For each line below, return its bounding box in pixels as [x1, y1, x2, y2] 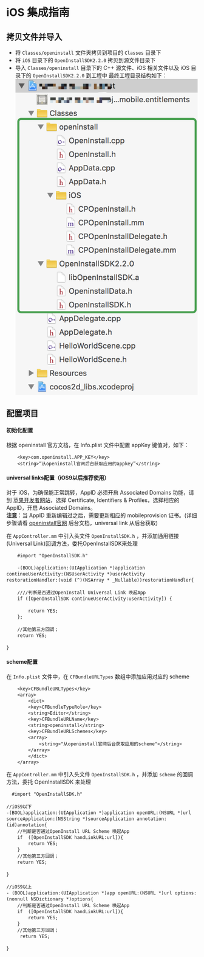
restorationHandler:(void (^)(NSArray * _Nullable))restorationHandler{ [6, 577, 194, 583]
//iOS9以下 [6, 804, 32, 810]
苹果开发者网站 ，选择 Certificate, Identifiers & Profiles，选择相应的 [13, 496, 180, 504]
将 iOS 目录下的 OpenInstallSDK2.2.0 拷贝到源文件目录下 [15, 57, 156, 64]
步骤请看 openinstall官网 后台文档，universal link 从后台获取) [6, 519, 158, 526]
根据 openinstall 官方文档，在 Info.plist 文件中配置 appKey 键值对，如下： [6, 441, 189, 448]
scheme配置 [6, 658, 38, 666]
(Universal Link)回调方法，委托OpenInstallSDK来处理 [6, 540, 138, 547]
